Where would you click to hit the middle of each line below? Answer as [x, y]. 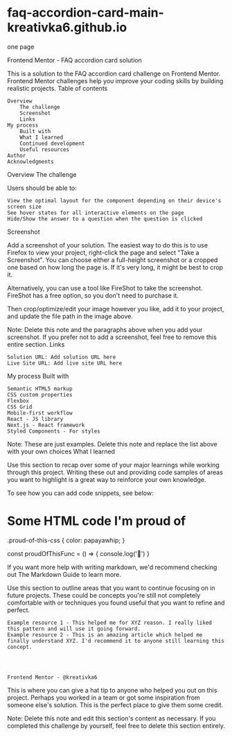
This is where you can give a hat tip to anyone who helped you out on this [112, 690]
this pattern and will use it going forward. [74, 629]
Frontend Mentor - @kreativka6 [52, 677]
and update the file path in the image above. [70, 316]
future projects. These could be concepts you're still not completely [104, 595]
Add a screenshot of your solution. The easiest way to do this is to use [108, 245]
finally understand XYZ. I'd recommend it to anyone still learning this [116, 641]
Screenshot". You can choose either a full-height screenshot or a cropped [113, 260]
